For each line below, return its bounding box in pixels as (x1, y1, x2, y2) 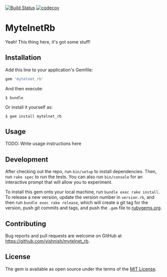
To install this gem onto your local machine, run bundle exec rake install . (5, 189, 160, 195)
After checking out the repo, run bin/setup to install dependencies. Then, (5, 169, 157, 175)
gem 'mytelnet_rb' (5, 76, 44, 81)
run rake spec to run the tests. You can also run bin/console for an (5, 174, 143, 180)
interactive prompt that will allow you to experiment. (5, 179, 113, 185)
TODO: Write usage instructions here (5, 141, 81, 147)
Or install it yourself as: (5, 104, 53, 110)
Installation (5, 53, 41, 62)
